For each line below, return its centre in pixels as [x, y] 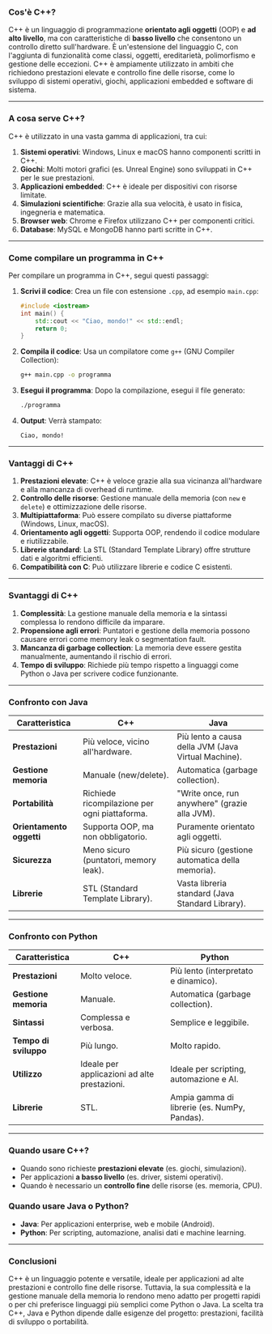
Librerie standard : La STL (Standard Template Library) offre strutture [135, 550]
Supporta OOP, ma [118, 826]
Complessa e [106, 1017]
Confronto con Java [48, 702]
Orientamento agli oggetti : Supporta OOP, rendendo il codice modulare [140, 533]
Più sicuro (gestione [215, 850]
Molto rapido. [195, 1046]
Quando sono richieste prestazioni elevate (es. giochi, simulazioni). [133, 1168]
